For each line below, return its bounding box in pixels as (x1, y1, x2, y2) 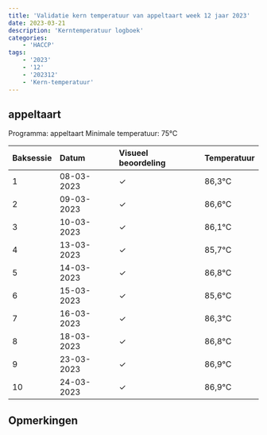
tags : (8, 49, 26, 56)
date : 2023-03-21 (8, 19, 66, 27)
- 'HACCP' (22, 41, 56, 49)
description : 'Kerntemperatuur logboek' (8, 26, 145, 34)
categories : (8, 33, 48, 42)
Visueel (118, 148, 149, 159)
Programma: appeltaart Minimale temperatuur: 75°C (8, 129, 178, 138)
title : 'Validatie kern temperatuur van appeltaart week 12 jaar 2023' (8, 11, 250, 20)
